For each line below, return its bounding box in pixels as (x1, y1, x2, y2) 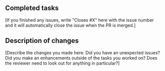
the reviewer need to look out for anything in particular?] (5, 60, 120, 66)
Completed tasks (5, 4, 59, 12)
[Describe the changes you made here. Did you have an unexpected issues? (5, 49, 161, 56)
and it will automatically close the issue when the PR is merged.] (5, 22, 136, 28)
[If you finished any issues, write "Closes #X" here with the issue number (5, 17, 154, 23)
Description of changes (5, 36, 79, 45)
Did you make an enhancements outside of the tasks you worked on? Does (5, 55, 158, 61)
